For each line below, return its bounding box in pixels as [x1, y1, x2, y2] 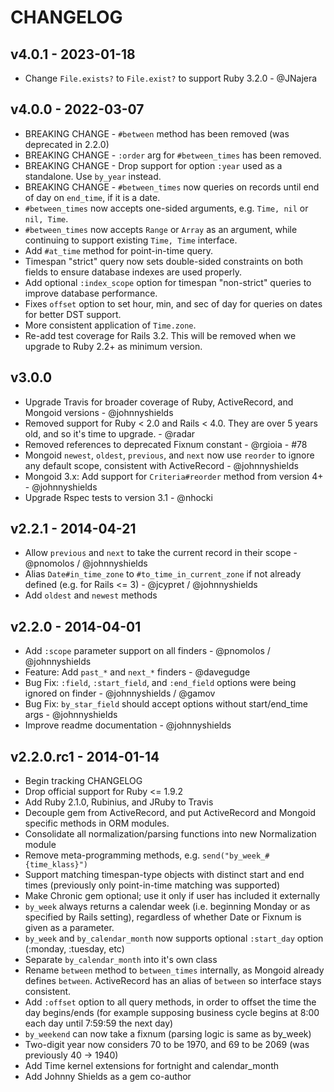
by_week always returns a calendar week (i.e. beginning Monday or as [24, 901, 311, 913]
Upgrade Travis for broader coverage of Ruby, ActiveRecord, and [24, 396, 294, 408]
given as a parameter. [24, 922, 115, 934]
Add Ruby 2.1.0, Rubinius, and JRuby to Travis [24, 796, 214, 808]
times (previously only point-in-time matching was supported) [24, 879, 281, 891]
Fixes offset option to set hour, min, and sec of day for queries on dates [24, 297, 323, 310]
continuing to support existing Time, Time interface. [24, 234, 238, 246]
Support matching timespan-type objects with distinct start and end [24, 869, 305, 881]
